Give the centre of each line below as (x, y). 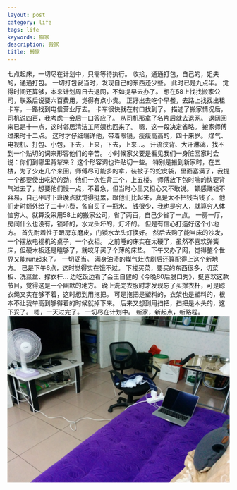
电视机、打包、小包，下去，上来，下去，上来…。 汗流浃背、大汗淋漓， (110, 144)
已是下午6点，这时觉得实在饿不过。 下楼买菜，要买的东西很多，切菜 (120, 268)
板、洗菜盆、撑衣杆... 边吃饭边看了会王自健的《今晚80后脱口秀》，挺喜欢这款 (118, 276)
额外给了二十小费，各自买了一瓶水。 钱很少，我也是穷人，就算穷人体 (126, 206)
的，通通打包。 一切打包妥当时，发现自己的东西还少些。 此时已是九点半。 (114, 82)
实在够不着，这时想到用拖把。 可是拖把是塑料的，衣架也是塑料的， (122, 294)
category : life (30, 22)
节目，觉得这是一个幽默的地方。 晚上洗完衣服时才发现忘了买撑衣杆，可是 (113, 285)
